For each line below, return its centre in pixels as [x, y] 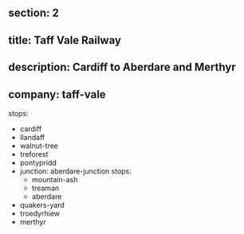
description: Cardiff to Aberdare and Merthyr [122, 67]
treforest [34, 154]
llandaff [32, 137]
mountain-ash [55, 179]
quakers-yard [42, 205]
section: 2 [34, 13]
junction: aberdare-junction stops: [75, 171]
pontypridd [38, 162]
